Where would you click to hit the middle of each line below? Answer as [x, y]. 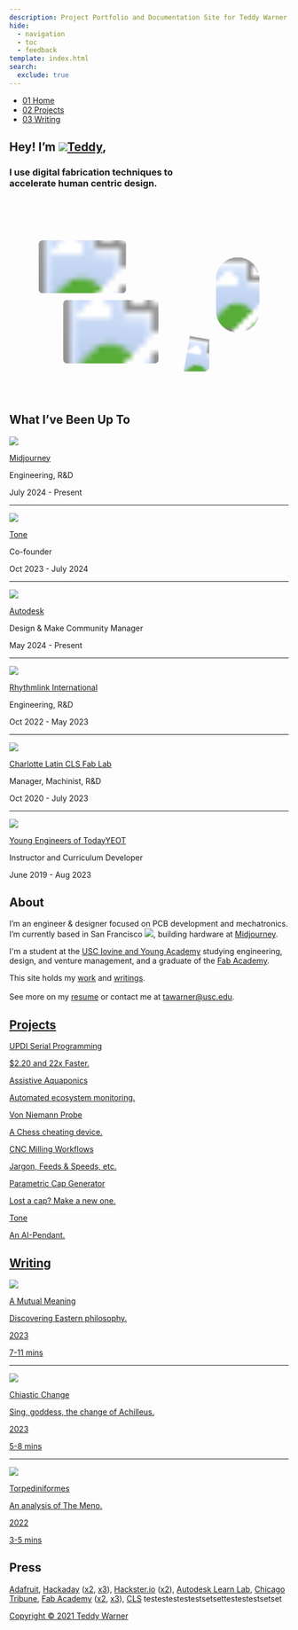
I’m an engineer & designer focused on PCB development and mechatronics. [149, 924]
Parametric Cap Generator [57, 1184]
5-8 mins [26, 1446]
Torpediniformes [39, 1489]
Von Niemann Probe [46, 1115]
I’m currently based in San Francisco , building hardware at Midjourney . [144, 934]
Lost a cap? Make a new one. [63, 1201]
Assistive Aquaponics [49, 1081]
